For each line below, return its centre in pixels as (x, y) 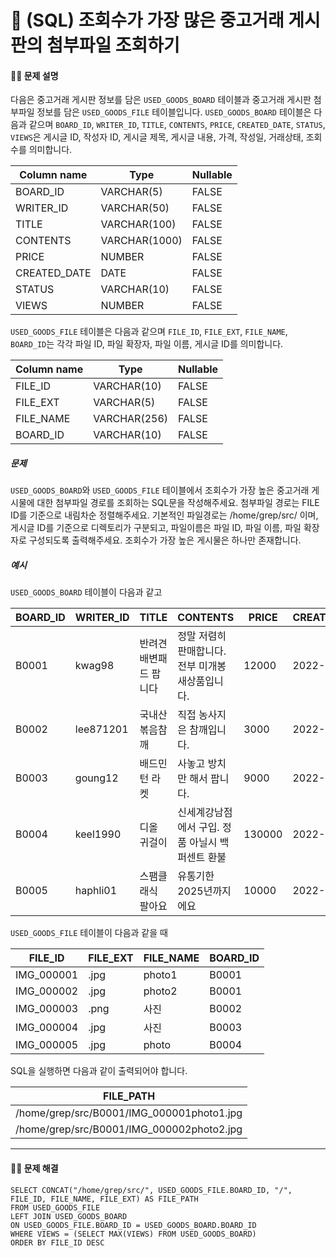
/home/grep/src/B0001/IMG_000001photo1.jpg (129, 1113)
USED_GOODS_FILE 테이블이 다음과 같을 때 (89, 933)
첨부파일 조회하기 (113, 45)
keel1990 (98, 834)
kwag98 (94, 666)
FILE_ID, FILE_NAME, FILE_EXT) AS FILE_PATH (104, 1199)
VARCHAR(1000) (141, 241)
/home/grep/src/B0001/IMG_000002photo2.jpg (129, 1129)
